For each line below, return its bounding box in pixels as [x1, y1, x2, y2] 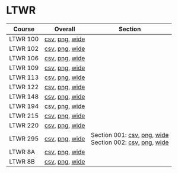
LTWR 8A [9, 148, 36, 156]
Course [13, 25, 34, 33]
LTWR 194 [9, 102, 39, 110]
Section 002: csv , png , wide [91, 138, 169, 146]
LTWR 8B [9, 157, 36, 165]
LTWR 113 [9, 73, 39, 81]
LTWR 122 [9, 83, 39, 91]
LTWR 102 [9, 44, 39, 53]
